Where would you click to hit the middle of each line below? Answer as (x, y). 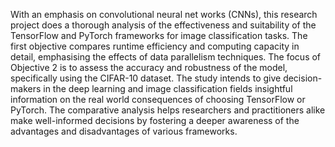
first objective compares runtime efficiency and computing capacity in (155, 46)
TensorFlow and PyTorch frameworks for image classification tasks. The (159, 35)
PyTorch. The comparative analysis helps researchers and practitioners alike (168, 110)
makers (26, 88)
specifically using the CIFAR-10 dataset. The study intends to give (146, 78)
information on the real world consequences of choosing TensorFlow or (158, 99)
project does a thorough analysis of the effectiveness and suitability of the (163, 25)
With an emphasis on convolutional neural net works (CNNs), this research (164, 14)
